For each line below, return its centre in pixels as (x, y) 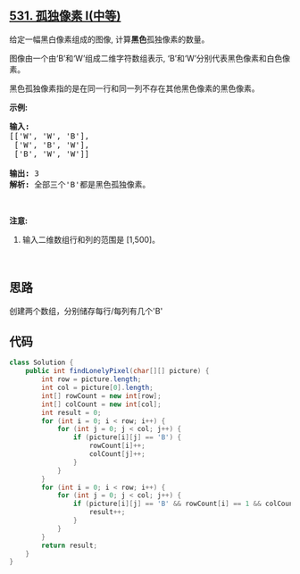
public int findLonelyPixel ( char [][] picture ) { (117, 371)
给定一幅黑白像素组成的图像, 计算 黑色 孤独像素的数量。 (109, 39)
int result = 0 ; (71, 412)
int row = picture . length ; (92, 379)
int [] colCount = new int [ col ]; (102, 404)
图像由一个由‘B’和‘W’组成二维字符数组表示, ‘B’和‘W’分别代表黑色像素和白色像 (150, 58)
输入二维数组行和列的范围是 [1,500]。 (91, 239)
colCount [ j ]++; (117, 454)
